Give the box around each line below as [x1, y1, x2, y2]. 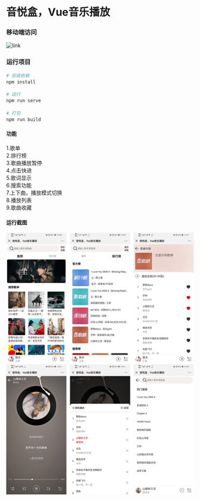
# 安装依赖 [6, 73, 30, 79]
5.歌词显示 [6, 174, 32, 181]
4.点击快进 [6, 167, 32, 174]
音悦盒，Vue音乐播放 [6, 5, 111, 19]
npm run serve [6, 98, 42, 104]
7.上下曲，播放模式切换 [6, 189, 62, 196]
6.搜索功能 [6, 181, 32, 189]
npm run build [6, 117, 42, 123]
